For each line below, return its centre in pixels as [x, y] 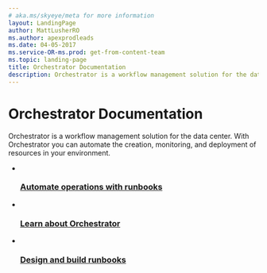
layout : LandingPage [43, 23]
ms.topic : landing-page [48, 60]
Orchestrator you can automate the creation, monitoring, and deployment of [132, 144]
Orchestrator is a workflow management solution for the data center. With [129, 136]
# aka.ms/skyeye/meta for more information [81, 15]
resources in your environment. [60, 152]
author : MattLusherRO [44, 30]
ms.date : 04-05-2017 [43, 45]
